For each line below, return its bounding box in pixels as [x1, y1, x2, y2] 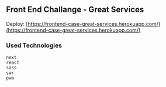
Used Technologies [6, 41, 63, 49]
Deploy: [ [6, 20, 28, 27]
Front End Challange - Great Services [6, 5, 144, 15]
